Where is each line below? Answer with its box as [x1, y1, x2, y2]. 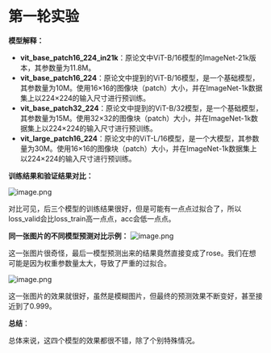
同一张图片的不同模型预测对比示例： [8, 231, 129, 241]
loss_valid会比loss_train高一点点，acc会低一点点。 [8, 213, 176, 223]
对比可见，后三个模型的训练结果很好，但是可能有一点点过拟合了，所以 [8, 204, 242, 213]
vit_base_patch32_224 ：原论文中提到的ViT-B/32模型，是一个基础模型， [19, 103, 263, 113]
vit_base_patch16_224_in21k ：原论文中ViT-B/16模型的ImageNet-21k [19, 53, 250, 62]
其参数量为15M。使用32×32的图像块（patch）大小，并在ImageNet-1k [19, 113, 252, 123]
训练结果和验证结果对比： [8, 170, 94, 180]
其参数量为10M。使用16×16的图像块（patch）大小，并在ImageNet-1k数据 [19, 82, 263, 93]
